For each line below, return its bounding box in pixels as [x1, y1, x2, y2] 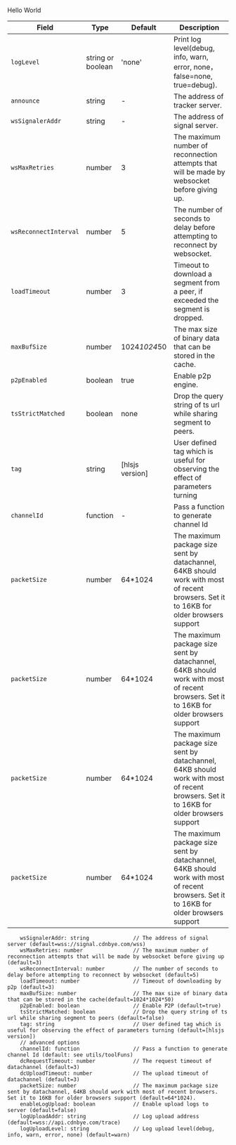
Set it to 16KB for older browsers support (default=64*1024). [7, 1094, 197, 1101]
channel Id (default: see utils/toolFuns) [7, 1052, 133, 1059]
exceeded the [173, 295, 219, 305]
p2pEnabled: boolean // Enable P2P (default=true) [20, 1002, 221, 1009]
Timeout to [173, 260, 209, 270]
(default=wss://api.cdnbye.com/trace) [7, 1119, 121, 1126]
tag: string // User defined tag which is [20, 1021, 221, 1028]
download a [173, 269, 213, 278]
